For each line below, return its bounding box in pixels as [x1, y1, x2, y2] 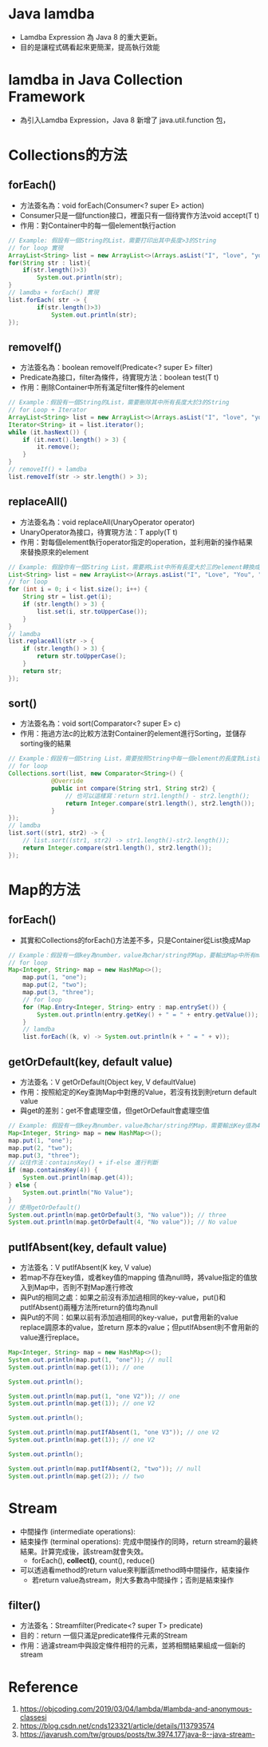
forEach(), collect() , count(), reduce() [31, 1555, 156, 1565]
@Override [50, 777, 84, 786]
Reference [8, 1677, 78, 1696]
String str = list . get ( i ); [22, 593, 112, 601]
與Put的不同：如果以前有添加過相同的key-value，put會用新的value [19, 1312, 239, 1323]
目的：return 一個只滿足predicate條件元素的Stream [19, 1631, 187, 1641]
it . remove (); [37, 443, 81, 452]
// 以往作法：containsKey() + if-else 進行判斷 [8, 1159, 159, 1167]
